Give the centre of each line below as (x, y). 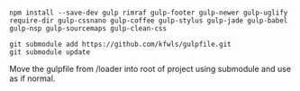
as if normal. (32, 78)
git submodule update (50, 52)
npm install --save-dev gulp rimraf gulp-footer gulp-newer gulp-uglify (149, 13)
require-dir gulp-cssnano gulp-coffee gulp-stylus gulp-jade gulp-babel (149, 21)
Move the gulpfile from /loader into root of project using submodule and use (150, 69)
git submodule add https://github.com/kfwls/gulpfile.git (120, 44)
